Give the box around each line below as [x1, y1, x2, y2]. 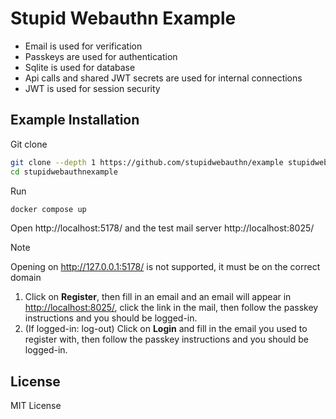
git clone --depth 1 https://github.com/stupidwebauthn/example [10, 157, 284, 167]
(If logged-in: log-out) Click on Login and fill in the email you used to [24, 323, 308, 335]
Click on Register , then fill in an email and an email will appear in [24, 291, 292, 303]
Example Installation [10, 112, 140, 129]
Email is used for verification [24, 40, 143, 52]
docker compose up [10, 204, 87, 214]
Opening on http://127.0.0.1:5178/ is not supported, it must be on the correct [10, 261, 321, 273]
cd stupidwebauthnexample [10, 167, 118, 177]
